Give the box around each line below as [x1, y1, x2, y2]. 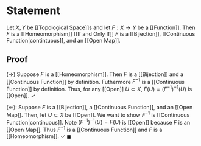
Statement [6, 4, 61, 18]
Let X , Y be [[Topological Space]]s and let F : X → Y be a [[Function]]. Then [6, 24, 196, 31]
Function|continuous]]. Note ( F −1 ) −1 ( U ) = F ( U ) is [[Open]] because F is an [6, 117, 191, 126]
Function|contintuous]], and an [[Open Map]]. [6, 36, 121, 44]
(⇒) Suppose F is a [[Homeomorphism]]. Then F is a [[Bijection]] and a [6, 71, 184, 78]
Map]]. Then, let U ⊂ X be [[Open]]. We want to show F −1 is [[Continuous [6, 110, 190, 119]
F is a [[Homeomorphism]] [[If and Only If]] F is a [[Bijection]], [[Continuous [6, 30, 196, 37]
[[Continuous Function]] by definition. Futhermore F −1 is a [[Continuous [6, 77, 185, 85]
